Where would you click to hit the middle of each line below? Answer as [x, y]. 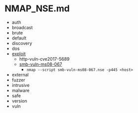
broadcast [22, 27]
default [19, 38]
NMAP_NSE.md [37, 9]
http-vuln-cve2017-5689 [44, 59]
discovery [22, 43]
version [20, 101]
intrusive [21, 85]
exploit [19, 54]
